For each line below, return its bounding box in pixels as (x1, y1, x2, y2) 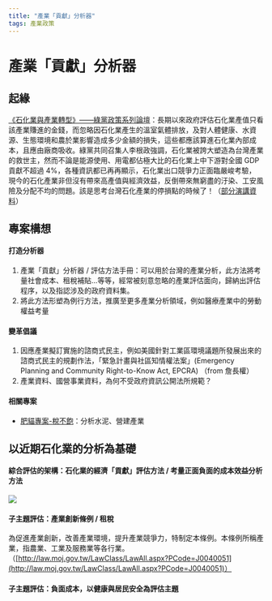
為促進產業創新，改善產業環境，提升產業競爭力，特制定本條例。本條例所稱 (8, 533, 257, 543)
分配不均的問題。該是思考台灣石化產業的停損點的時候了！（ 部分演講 (22, 186, 249, 195)
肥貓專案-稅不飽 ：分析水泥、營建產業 (19, 415, 145, 426)
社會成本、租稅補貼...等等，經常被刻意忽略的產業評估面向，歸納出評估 (27, 276, 261, 285)
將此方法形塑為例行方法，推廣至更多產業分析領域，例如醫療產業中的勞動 (19, 296, 261, 306)
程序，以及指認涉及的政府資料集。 (19, 285, 134, 296)
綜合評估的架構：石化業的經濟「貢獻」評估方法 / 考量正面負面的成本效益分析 (8, 466, 263, 475)
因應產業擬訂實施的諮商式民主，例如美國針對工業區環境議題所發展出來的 (19, 346, 261, 355)
